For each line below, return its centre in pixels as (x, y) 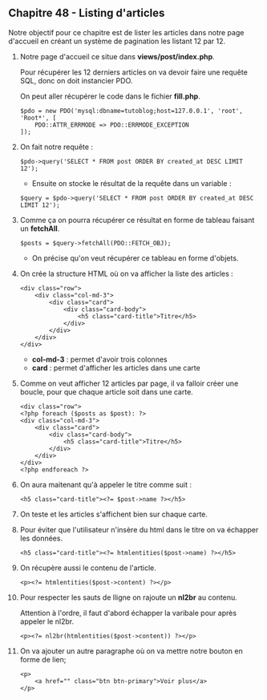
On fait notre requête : (57, 147)
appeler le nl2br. (47, 621)
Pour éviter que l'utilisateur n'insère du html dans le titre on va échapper (139, 529)
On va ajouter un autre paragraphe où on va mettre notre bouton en (131, 651)
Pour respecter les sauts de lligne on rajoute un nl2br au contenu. (129, 597)
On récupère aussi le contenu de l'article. (88, 568)
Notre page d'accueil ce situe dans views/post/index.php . (117, 56)
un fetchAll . (40, 229)
